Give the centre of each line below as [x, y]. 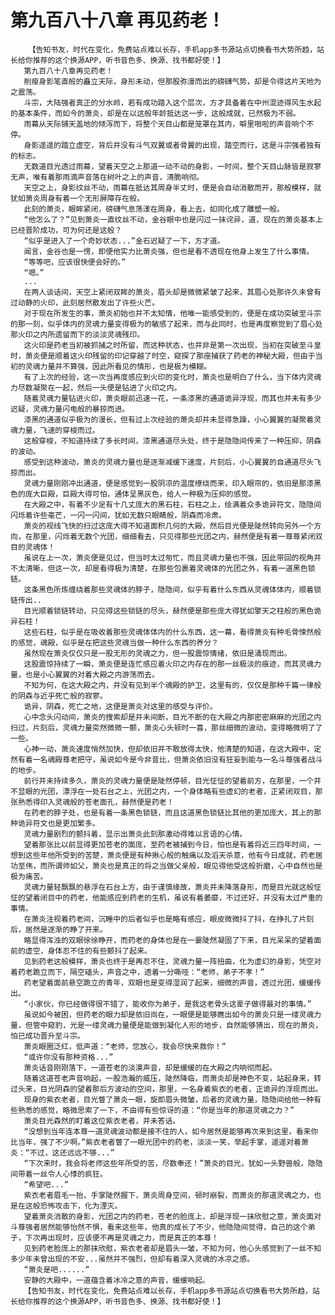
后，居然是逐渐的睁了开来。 [59, 929]
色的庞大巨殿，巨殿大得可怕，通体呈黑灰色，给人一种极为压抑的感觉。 [133, 494]
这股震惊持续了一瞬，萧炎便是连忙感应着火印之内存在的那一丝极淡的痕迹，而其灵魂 [169, 664]
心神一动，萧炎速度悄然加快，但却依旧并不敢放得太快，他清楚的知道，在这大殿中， [169, 749]
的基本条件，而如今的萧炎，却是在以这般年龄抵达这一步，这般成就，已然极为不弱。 [155, 113]
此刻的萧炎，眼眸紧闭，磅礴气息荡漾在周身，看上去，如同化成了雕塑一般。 [154, 209]
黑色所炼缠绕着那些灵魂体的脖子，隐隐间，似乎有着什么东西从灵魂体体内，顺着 [176, 589]
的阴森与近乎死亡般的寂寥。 [59, 696]
